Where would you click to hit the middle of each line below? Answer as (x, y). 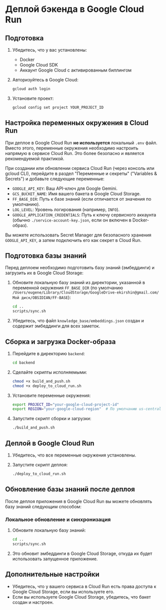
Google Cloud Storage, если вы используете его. (63, 592)
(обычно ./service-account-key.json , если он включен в (72, 220)
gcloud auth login (31, 89)
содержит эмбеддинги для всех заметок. (56, 326)
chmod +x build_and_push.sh (41, 381)
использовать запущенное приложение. (55, 559)
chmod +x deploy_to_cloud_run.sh (47, 386)
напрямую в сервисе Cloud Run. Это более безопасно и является (75, 153)
